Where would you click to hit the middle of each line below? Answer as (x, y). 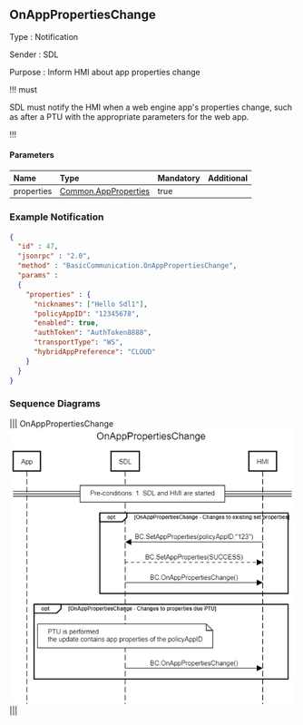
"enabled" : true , (66, 323)
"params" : (38, 276)
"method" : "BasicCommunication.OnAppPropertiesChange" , (127, 266)
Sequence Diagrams (55, 404)
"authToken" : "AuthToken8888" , (93, 333)
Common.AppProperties (105, 191)
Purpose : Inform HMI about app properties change (105, 72)
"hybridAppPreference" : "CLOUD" (94, 352)
